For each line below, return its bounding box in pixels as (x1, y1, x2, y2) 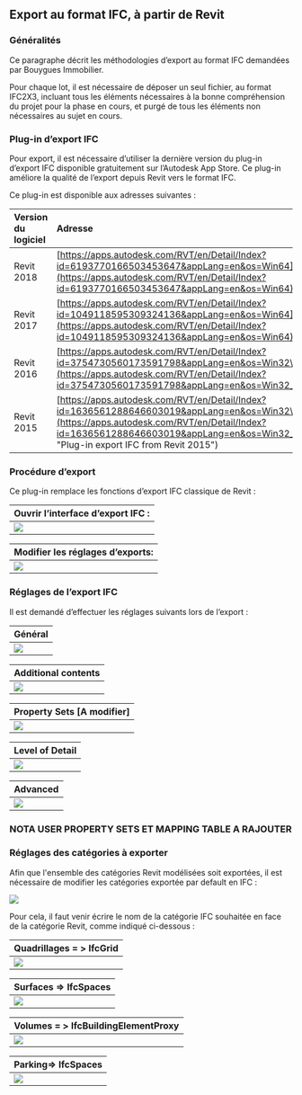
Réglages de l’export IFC (9, 586, 119, 599)
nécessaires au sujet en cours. (9, 110, 123, 120)
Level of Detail (13, 743, 77, 756)
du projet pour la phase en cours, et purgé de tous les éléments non (9, 101, 261, 111)
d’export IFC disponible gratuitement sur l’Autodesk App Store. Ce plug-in (9, 162, 281, 174)
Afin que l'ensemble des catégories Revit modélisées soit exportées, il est (9, 867, 283, 877)
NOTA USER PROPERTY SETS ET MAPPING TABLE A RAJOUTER (9, 823, 292, 835)
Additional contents (13, 666, 101, 679)
